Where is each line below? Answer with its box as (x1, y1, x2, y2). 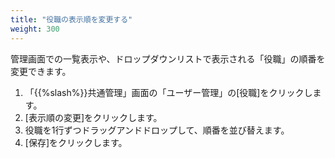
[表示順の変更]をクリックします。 (24, 111, 163, 123)
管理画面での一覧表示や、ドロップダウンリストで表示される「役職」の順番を (10, 52, 326, 65)
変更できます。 (10, 65, 72, 77)
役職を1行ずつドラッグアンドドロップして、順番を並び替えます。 (24, 124, 290, 136)
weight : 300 (10, 24, 60, 34)
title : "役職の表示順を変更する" (10, 14, 133, 25)
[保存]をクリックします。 (24, 136, 128, 148)
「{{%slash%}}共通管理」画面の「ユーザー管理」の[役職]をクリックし (24, 86, 313, 98)
